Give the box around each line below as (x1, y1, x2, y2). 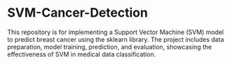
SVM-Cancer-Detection (7, 5, 148, 21)
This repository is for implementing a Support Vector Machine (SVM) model (7, 28, 224, 36)
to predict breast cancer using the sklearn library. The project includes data (7, 35, 225, 43)
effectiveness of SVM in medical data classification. (7, 50, 156, 58)
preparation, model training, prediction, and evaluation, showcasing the (7, 42, 212, 51)
